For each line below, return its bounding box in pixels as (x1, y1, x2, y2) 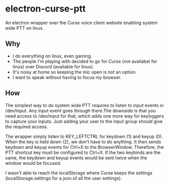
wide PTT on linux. (5, 25, 44, 31)
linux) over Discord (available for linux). (12, 63, 94, 69)
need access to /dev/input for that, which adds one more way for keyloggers (5, 113, 164, 119)
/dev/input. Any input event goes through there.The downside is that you (5, 108, 156, 114)
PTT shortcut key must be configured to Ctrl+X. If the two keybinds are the (5, 149, 161, 155)
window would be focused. (5, 160, 62, 166)
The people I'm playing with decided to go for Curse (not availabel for (12, 58, 157, 64)
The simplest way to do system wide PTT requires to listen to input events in (5, 102, 164, 108)
